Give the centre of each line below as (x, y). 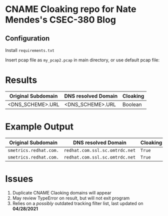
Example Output (39, 127)
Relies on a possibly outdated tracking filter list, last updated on (78, 203)
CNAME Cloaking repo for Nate (71, 9)
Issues (19, 179)
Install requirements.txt (30, 50)
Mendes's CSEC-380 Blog (61, 20)
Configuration (27, 38)
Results (21, 80)
